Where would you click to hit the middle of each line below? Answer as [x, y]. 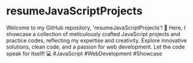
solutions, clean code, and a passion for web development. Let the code [96, 47]
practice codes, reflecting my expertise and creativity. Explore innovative [97, 40]
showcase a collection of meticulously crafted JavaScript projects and [93, 34]
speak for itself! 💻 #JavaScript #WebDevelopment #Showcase [84, 53]
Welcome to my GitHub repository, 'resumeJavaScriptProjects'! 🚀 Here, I [96, 28]
